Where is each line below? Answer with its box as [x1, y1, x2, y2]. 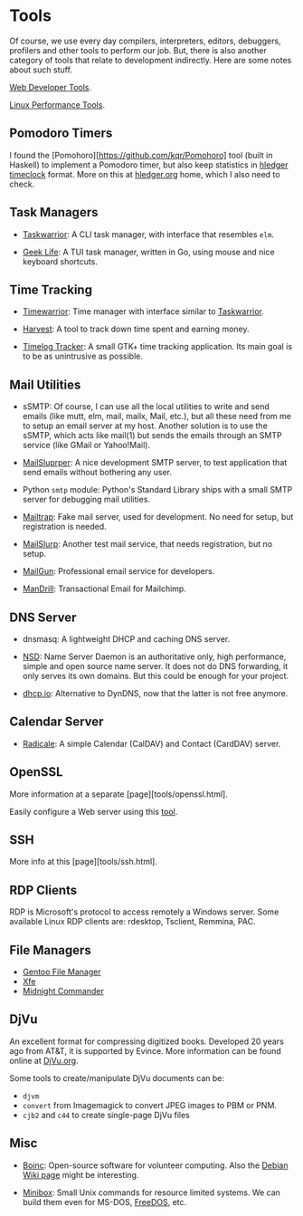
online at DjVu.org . [9, 1055, 79, 1066]
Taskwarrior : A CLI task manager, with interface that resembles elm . [22, 228, 274, 240]
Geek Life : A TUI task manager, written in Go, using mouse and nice [22, 246, 275, 257]
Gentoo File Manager [22, 966, 101, 978]
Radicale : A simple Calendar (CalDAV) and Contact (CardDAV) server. [22, 738, 281, 749]
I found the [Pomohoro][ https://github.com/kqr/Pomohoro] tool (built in [9, 149, 273, 160]
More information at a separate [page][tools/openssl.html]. [9, 789, 228, 799]
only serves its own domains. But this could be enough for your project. [22, 671, 289, 681]
